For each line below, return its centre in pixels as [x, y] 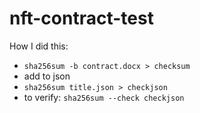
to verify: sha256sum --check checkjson [104, 97]
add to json [47, 76]
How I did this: [39, 46]
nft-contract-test [81, 18]
